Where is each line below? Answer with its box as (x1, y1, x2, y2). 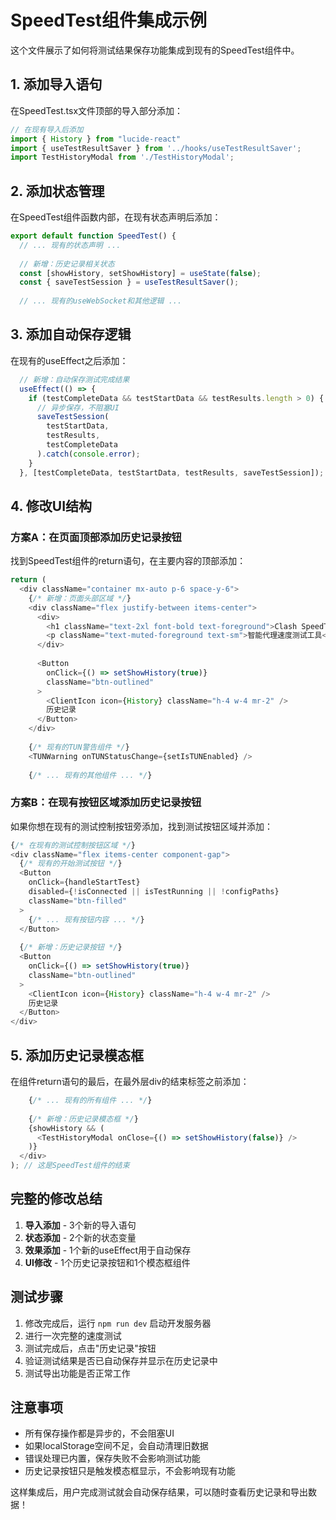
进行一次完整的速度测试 (24, 1329, 122, 1341)
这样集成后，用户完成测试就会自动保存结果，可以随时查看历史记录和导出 (10, 1486, 308, 1498)
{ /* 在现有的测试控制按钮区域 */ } (10, 840, 136, 850)
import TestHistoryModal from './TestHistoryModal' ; (10, 152, 235, 163)
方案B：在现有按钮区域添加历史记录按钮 (10, 796, 202, 810)
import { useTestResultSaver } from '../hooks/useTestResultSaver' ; (10, 143, 302, 153)
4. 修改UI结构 (10, 497, 93, 515)
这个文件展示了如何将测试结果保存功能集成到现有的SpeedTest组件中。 (10, 44, 300, 56)
